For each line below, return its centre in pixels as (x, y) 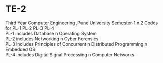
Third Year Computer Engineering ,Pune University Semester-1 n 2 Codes (82, 23)
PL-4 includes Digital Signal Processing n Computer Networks (70, 55)
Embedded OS (20, 49)
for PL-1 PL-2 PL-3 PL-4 (30, 28)
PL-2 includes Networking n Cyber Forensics (52, 39)
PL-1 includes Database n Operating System (51, 33)
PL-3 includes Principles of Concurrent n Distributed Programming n (76, 44)
